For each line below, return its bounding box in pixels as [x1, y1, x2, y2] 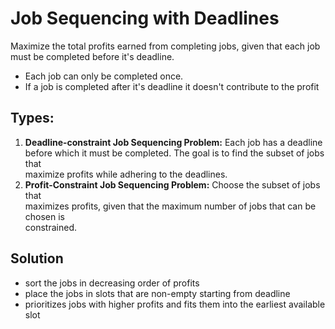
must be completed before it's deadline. [10, 50, 175, 62]
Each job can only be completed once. [24, 70, 184, 82]
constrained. [24, 221, 77, 233]
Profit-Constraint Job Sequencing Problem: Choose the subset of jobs [24, 178, 321, 191]
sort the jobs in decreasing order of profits [24, 277, 200, 289]
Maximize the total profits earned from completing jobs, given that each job [10, 40, 321, 52]
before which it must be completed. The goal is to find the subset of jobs [24, 147, 325, 159]
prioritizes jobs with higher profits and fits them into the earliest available [24, 298, 326, 310]
